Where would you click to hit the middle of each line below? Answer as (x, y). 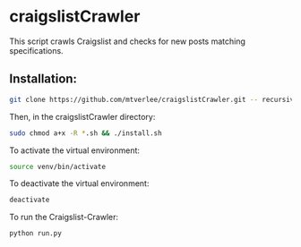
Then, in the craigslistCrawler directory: (82, 116)
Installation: (43, 79)
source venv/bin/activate (57, 166)
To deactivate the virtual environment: (79, 183)
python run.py (36, 234)
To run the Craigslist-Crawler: (64, 217)
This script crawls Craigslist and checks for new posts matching (128, 41)
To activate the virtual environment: (75, 150)
